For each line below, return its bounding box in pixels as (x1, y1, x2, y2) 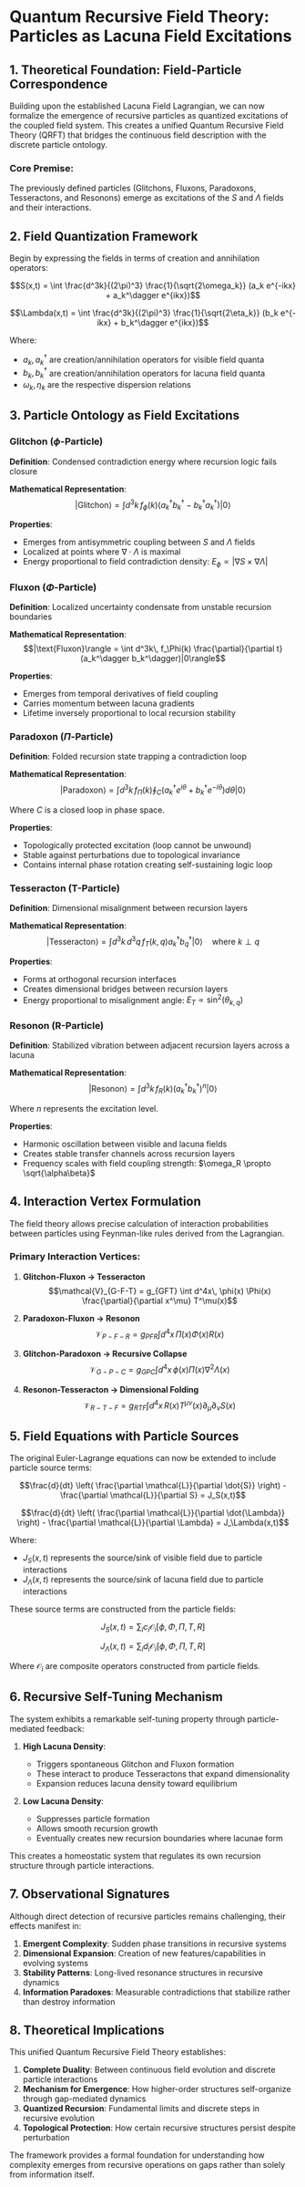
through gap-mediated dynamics (22, 2093, 147, 2104)
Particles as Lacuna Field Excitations (9, 26, 292, 47)
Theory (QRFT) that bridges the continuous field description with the (9, 130, 267, 140)
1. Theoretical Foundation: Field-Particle (9, 62, 242, 78)
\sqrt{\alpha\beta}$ (22, 1167, 96, 1178)
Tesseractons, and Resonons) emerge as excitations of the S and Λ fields (9, 192, 284, 203)
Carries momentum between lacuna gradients (22, 698, 195, 709)
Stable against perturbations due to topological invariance (22, 849, 241, 860)
